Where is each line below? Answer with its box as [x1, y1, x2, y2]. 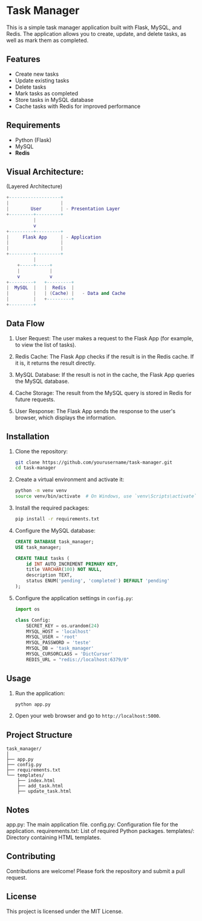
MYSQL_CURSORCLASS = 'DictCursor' [26, 651, 113, 657]
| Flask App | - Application [6, 234, 102, 240]
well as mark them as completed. [6, 36, 89, 44]
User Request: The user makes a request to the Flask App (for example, [15, 334, 194, 342]
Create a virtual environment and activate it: [15, 476, 125, 483]
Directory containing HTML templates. [6, 834, 102, 841]
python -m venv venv [15, 488, 67, 494]
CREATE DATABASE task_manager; [15, 538, 94, 545]
